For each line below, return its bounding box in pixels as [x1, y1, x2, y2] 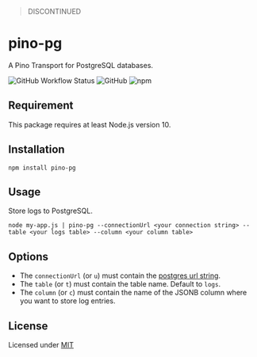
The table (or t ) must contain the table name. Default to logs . [19, 279, 221, 289]
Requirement [8, 99, 74, 112]
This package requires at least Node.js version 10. [8, 120, 171, 129]
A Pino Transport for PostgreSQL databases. [8, 60, 153, 70]
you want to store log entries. [19, 296, 116, 306]
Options [8, 249, 49, 264]
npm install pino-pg [8, 164, 77, 172]
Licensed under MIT [8, 340, 74, 349]
